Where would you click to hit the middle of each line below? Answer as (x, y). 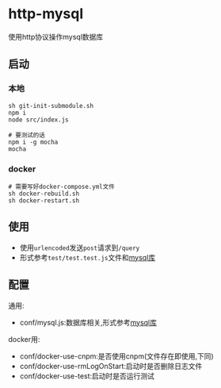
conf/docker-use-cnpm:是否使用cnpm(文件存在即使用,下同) (116, 356)
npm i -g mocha (33, 142)
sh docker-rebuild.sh (44, 194)
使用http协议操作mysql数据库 (56, 36)
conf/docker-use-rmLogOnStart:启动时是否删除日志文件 (111, 366)
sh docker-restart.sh (44, 200)
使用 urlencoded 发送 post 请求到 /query (80, 248)
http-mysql (46, 14)
